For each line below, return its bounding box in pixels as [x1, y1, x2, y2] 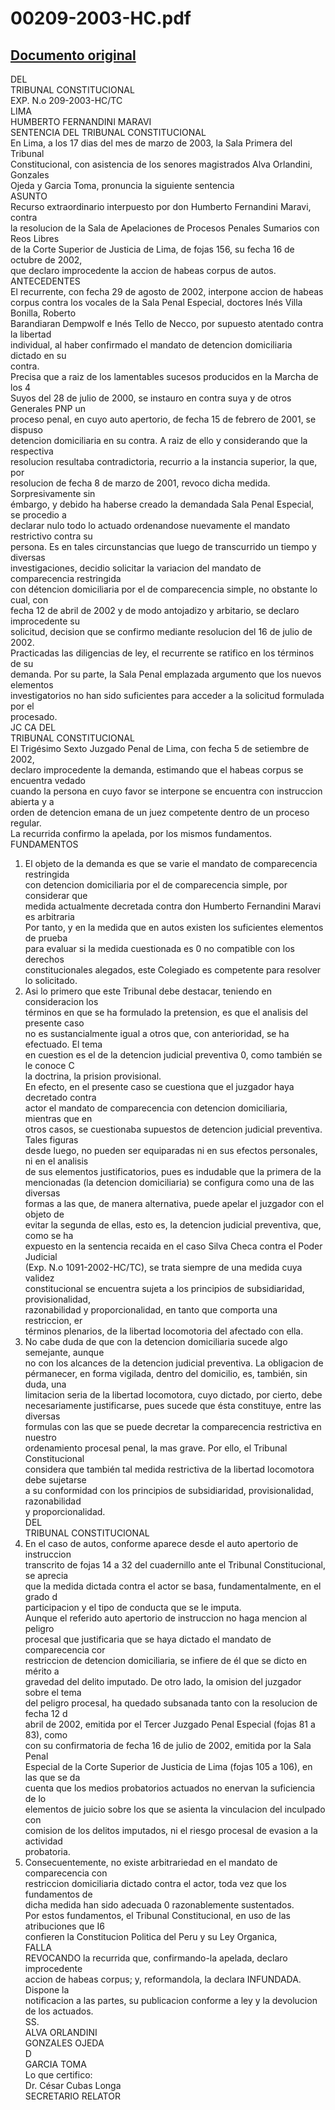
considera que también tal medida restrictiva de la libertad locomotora [24, 1463, 315, 1475]
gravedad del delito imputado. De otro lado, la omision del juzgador [24, 1676, 302, 1687]
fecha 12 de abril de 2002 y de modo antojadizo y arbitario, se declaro [10, 605, 300, 616]
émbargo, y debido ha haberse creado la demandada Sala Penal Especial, [10, 498, 315, 510]
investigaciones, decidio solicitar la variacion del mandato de [10, 562, 262, 574]
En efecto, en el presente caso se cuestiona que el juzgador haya [24, 1081, 295, 1092]
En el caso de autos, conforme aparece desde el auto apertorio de [24, 1538, 299, 1549]
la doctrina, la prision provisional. [24, 1070, 162, 1082]
